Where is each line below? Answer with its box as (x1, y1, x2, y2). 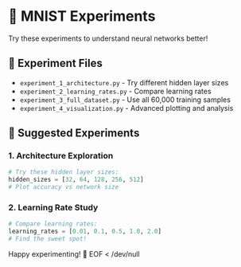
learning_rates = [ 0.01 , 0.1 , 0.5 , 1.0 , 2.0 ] (8, 227, 161, 236)
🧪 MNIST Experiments (8, 7, 156, 26)
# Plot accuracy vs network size (8, 183, 119, 191)
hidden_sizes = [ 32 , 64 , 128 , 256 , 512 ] (8, 175, 145, 184)
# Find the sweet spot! (8, 235, 87, 243)
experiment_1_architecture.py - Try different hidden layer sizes (19, 77, 229, 87)
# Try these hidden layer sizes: (8, 168, 119, 176)
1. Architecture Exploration (8, 151, 114, 162)
